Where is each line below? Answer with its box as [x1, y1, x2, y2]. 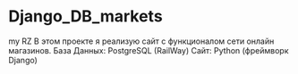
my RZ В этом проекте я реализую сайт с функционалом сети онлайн [8, 36, 275, 46]
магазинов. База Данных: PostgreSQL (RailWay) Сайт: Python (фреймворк [8, 45, 289, 55]
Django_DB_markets [8, 6, 163, 27]
